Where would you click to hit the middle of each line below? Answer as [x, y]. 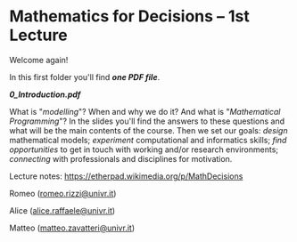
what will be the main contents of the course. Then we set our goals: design [148, 130]
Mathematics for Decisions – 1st [129, 16]
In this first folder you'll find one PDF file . [85, 77]
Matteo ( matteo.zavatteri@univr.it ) [72, 228]
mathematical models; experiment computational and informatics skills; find [148, 140]
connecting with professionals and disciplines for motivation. [121, 158]
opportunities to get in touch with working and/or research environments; [144, 149]
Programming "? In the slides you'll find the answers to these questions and [147, 121]
